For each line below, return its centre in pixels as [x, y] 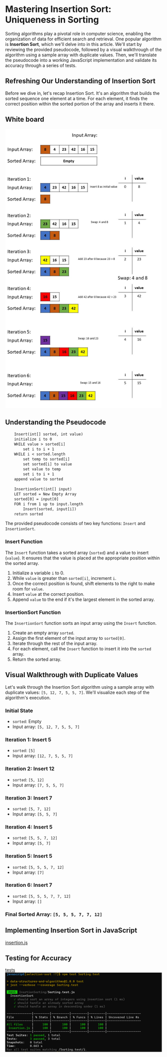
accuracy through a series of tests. [41, 65]
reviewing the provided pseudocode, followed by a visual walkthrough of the [83, 49]
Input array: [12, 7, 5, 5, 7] [42, 756]
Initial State [19, 711]
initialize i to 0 [33, 439]
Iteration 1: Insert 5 [28, 740]
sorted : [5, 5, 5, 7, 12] [38, 867]
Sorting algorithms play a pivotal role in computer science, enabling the [78, 33]
